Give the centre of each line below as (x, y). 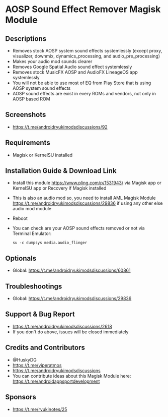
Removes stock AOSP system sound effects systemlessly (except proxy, (87, 51)
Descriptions (26, 39)
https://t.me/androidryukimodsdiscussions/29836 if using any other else (88, 203)
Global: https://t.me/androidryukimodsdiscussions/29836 (72, 299)
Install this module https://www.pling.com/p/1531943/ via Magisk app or (87, 183)
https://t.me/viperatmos (37, 365)
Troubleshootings (34, 286)
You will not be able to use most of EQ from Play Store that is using (82, 83)
